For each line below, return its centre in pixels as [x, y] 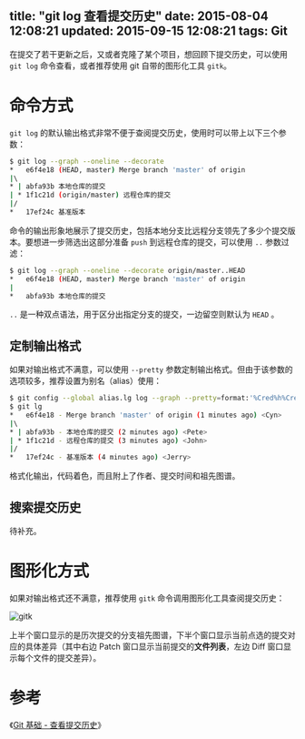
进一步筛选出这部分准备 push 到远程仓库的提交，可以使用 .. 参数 [161, 242]
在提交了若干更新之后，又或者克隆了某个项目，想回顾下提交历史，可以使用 [148, 54]
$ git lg [26, 407]
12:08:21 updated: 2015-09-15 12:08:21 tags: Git [148, 31]
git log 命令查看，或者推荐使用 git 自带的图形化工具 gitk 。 [121, 66]
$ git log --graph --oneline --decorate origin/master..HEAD [128, 270]
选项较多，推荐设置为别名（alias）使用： [85, 381]
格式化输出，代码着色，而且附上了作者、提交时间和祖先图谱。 [125, 476]
